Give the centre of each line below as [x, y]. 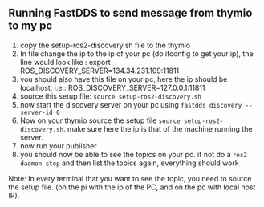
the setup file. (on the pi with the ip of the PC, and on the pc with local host [132, 187]
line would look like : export [65, 62]
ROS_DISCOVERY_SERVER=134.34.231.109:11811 [100, 71]
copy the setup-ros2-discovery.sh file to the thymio [105, 45]
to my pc [30, 26]
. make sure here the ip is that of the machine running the [158, 128]
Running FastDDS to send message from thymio [130, 13]
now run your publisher [59, 146]
